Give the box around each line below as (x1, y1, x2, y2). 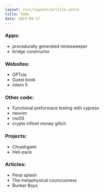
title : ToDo (5, 12, 29, 17)
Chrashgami (12, 144, 37, 150)
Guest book (12, 76, 35, 83)
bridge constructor (12, 48, 50, 54)
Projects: (5, 133, 27, 140)
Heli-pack (12, 149, 32, 155)
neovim (12, 110, 27, 116)
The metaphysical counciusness (12, 177, 77, 183)
